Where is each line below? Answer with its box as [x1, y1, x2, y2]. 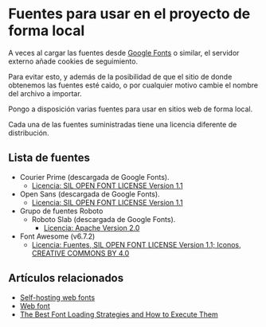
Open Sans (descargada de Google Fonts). [19, 189, 161, 199]
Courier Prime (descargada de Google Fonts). [19, 172, 170, 181]
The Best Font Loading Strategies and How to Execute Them [19, 309, 218, 319]
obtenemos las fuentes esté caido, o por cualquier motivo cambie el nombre [8, 80, 259, 90]
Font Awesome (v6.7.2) [19, 232, 96, 241]
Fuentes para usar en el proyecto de [8, 5, 251, 23]
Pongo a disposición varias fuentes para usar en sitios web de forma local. [8, 104, 253, 114]
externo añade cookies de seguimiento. [8, 56, 138, 66]
